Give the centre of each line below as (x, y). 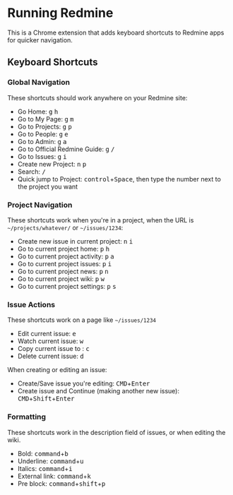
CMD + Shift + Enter (46, 399)
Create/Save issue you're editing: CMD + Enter (84, 383)
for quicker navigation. (40, 40)
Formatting (27, 417)
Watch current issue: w (50, 341)
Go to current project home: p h (64, 249)
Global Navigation (39, 83)
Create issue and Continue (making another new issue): (98, 391)
